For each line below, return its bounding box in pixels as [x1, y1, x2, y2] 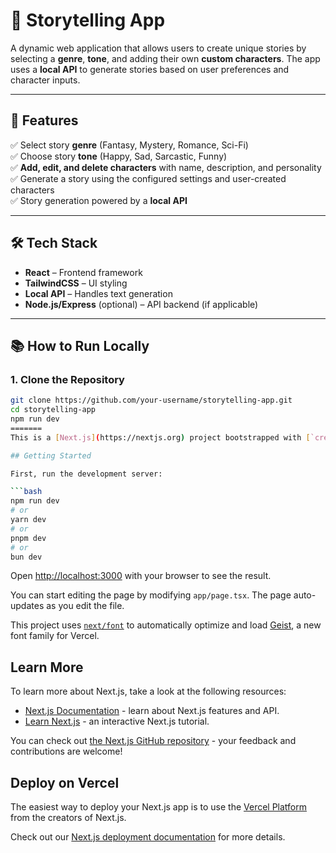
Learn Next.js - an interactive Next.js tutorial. [24, 715, 210, 728]
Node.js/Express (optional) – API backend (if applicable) [24, 298, 259, 310]
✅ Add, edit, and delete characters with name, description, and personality [10, 161, 322, 173]
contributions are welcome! [10, 745, 123, 758]
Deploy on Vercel [10, 774, 120, 791]
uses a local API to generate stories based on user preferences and [10, 63, 290, 75]
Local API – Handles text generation [24, 287, 173, 299]
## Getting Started [10, 450, 92, 461]
